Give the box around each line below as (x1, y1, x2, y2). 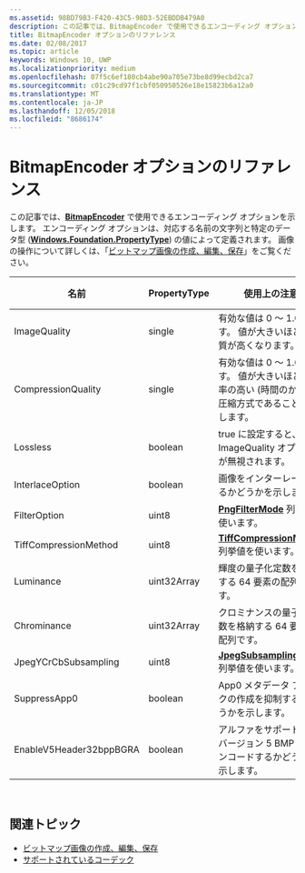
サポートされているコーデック (22, 854, 134, 865)
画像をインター (218, 472, 283, 485)
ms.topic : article (9, 47, 79, 56)
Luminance (14, 575, 62, 587)
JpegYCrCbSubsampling (14, 656, 120, 668)
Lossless (14, 441, 52, 454)
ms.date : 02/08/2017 (9, 38, 88, 48)
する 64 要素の (218, 576, 281, 588)
